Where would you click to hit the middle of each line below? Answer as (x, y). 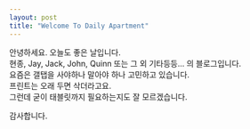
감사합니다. (28, 116)
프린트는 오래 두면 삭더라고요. (60, 85)
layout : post (33, 17)
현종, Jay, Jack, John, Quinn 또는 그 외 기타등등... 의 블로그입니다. (125, 63)
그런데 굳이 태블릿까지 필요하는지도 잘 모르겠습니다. (98, 97)
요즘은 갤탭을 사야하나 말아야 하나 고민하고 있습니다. (99, 74)
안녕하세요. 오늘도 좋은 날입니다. (65, 52)
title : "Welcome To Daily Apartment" (79, 26)
